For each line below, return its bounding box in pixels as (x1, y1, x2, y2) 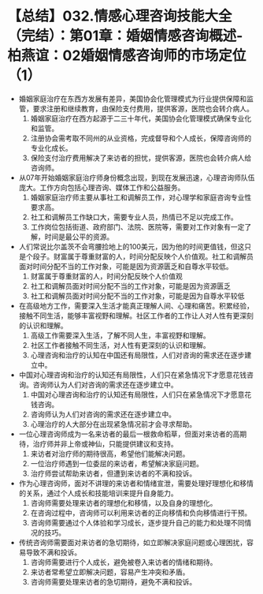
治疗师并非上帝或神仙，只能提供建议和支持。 (32, 439, 178, 448)
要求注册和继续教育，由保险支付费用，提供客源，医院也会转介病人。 (32, 103, 254, 113)
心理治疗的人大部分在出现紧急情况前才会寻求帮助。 (30, 419, 197, 428)
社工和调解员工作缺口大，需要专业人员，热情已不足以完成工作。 (30, 212, 238, 222)
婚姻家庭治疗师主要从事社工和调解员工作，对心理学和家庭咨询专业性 (30, 192, 252, 202)
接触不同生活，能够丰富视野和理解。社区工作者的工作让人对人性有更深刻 (18, 311, 254, 320)
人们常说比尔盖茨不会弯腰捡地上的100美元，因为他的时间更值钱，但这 (18, 241, 245, 251)
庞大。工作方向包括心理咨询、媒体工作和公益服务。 (18, 182, 185, 192)
